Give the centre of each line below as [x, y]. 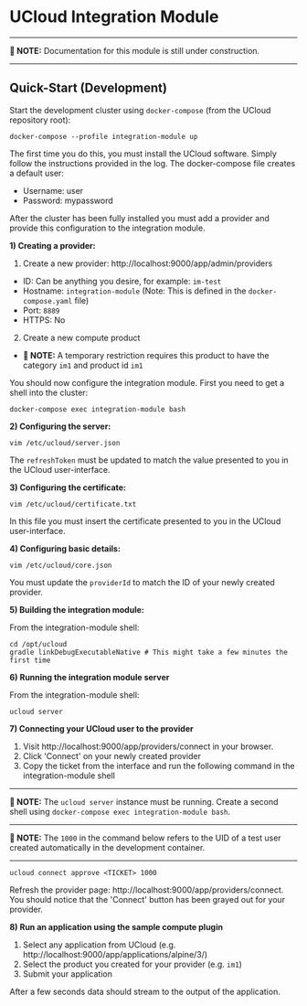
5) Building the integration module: [77, 609]
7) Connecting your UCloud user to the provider [101, 728]
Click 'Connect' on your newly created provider [111, 755]
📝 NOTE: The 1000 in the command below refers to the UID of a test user [145, 838]
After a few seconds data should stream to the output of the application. [145, 991]
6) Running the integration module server [90, 677]
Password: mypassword [68, 200]
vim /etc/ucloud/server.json [65, 443]
